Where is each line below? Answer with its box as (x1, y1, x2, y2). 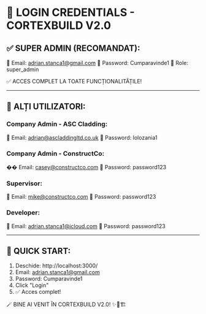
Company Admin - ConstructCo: (6, 149, 105, 158)
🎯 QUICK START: (6, 245, 71, 256)
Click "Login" (15, 281, 49, 289)
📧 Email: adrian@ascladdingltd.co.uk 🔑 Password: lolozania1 (6, 134, 158, 141)
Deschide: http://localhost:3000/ (15, 262, 98, 269)
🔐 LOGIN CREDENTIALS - (6, 6, 135, 20)
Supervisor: (6, 179, 43, 188)
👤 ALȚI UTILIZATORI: (6, 101, 86, 112)
